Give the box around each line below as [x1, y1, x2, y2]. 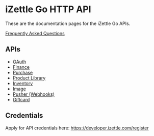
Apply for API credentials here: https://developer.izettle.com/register [5, 125, 149, 131]
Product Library [12, 75, 46, 81]
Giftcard [12, 96, 30, 102]
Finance [12, 64, 30, 70]
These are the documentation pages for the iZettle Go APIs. [5, 20, 131, 26]
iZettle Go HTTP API [5, 4, 91, 15]
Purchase [12, 69, 33, 75]
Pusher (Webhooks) [12, 91, 55, 97]
